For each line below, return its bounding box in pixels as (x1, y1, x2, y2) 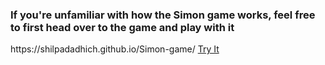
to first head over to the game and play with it (10, 20, 235, 34)
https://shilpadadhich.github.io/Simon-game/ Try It (10, 43, 220, 55)
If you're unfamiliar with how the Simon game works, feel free (10, 8, 316, 22)
